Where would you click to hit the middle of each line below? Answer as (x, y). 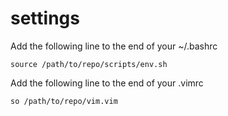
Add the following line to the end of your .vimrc (107, 83)
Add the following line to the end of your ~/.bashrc (114, 46)
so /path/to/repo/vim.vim (64, 101)
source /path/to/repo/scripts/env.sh (89, 64)
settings (45, 18)
